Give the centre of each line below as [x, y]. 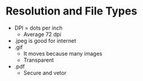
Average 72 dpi [42, 34]
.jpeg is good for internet [45, 40]
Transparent [39, 60]
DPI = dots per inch [38, 28]
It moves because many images [63, 53]
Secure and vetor [45, 73]
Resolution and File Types [71, 11]
